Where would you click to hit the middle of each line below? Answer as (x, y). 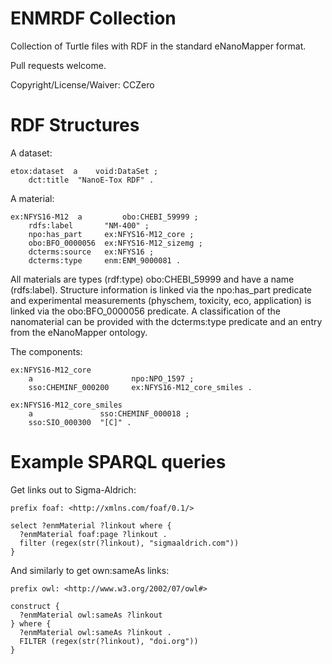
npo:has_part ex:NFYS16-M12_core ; (111, 234)
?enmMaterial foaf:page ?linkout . (93, 534)
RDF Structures (75, 125)
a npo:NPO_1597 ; (111, 378)
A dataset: (31, 153)
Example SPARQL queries (118, 462)
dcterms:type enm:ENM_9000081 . (105, 260)
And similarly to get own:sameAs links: (90, 570)
